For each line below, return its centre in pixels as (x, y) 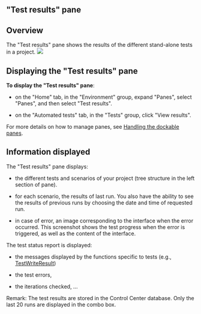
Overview (25, 30)
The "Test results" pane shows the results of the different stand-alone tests (100, 45)
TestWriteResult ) (35, 263)
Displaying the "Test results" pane (72, 71)
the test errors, (33, 275)
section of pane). (36, 184)
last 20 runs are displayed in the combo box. (61, 304)
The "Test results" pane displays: (47, 166)
